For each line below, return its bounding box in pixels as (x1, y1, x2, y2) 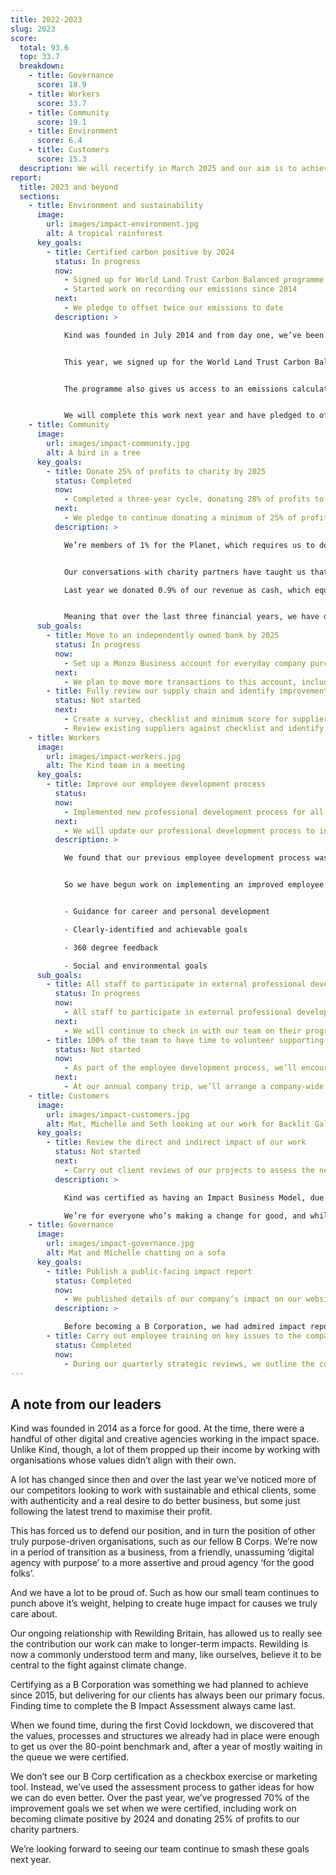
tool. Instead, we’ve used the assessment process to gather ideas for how (10, 1781, 315, 1793)
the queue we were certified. (10, 1751, 130, 1763)
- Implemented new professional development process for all (63, 807, 325, 817)
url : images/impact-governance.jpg (46, 1239, 195, 1249)
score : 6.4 (36, 136, 83, 146)
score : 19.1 (36, 117, 87, 127)
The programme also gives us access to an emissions (63, 384, 288, 394)
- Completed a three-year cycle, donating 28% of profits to (63, 494, 325, 505)
